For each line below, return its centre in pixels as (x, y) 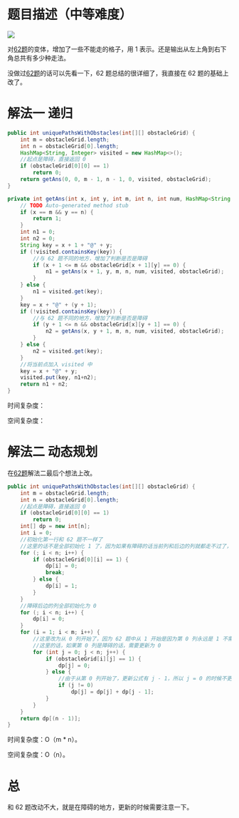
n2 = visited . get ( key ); (68, 351)
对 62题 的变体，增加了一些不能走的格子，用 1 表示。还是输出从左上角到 (111, 49)
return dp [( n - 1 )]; (51, 718)
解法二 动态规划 (53, 452)
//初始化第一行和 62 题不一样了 (62, 539)
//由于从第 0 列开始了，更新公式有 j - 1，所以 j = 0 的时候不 (143, 679)
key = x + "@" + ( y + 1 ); (59, 305)
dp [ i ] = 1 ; (62, 586)
